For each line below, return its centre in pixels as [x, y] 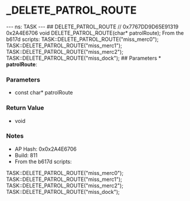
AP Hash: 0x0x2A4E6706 [45, 149]
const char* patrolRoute [44, 93]
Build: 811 [26, 155]
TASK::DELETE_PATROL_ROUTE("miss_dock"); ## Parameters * [83, 58]
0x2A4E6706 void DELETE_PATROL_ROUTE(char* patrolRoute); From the [95, 33]
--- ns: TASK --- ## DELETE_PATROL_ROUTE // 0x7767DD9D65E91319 [92, 27]
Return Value [25, 108]
